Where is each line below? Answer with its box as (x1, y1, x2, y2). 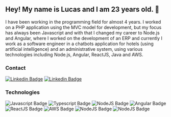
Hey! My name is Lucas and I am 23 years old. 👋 (5, 5, 160, 14)
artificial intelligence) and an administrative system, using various (5, 46, 143, 52)
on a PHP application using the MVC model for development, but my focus (5, 24, 162, 30)
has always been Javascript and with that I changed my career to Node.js (5, 29, 160, 36)
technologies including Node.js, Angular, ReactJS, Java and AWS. (5, 51, 143, 57)
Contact (5, 64, 26, 71)
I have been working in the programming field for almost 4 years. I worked (5, 18, 161, 25)
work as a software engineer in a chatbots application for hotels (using (5, 41, 154, 47)
